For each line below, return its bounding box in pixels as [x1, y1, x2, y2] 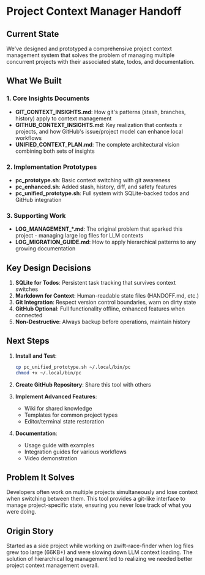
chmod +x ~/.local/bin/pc [15, 369, 81, 376]
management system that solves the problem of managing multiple [6, 52, 175, 59]
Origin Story [6, 526, 54, 536]
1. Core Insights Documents [6, 94, 90, 102]
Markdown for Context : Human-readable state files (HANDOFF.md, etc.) [15, 292, 199, 299]
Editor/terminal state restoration [24, 417, 105, 425]
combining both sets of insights [15, 147, 95, 155]
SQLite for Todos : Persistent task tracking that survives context [15, 279, 176, 287]
